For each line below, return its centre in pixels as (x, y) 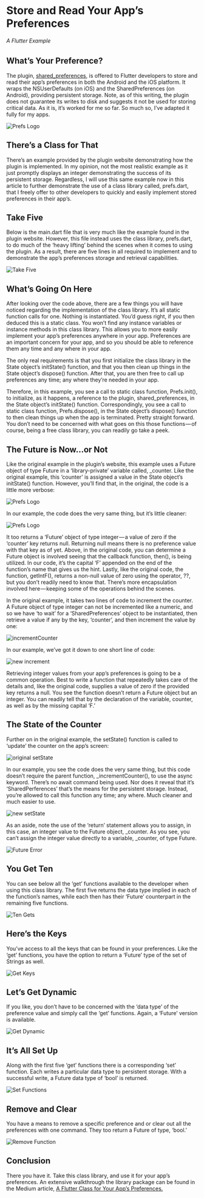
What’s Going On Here (49, 289)
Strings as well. (25, 961)
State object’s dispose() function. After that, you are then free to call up (95, 374)
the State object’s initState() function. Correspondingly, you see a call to (96, 405)
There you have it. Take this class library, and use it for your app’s (88, 1176)
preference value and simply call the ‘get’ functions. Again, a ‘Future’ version (102, 1013)
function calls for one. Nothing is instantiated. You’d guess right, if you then (100, 317)
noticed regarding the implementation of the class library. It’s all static (93, 310)
